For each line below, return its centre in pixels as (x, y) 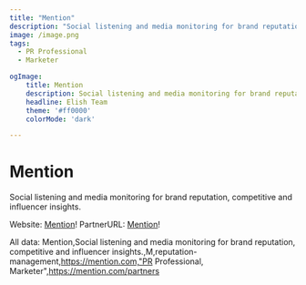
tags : (20, 43)
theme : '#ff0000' (59, 110)
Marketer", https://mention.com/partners (85, 271)
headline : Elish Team (66, 102)
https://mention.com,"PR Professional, (132, 261)
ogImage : (26, 77)
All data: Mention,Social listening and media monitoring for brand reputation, (153, 242)
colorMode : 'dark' (61, 119)
